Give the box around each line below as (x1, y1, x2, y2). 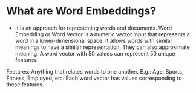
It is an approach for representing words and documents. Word (15, 24, 172, 31)
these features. (6, 80, 44, 88)
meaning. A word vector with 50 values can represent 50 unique (15, 50, 175, 57)
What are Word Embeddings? (6, 4, 156, 18)
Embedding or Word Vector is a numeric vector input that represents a (15, 30, 191, 37)
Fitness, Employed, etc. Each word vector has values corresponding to (6, 74, 183, 82)
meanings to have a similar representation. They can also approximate (15, 43, 191, 51)
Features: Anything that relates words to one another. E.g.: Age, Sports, (6, 68, 184, 75)
